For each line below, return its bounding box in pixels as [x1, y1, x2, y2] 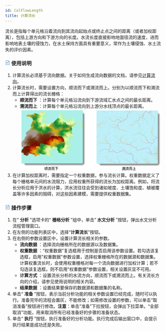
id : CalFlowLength [5, 8, 43, 13]
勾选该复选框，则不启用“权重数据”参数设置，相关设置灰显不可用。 [19, 266, 154, 272]
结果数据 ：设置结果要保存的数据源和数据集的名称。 [19, 285, 125, 290]
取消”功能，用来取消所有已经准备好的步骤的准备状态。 [12, 309, 123, 315]
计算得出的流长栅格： [21, 90, 65, 96]
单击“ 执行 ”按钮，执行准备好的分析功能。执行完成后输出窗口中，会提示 [12, 315, 158, 321]
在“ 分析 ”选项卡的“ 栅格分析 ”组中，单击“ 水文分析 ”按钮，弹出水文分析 [12, 216, 157, 222]
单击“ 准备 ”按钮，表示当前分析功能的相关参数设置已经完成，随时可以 [12, 290, 153, 296]
